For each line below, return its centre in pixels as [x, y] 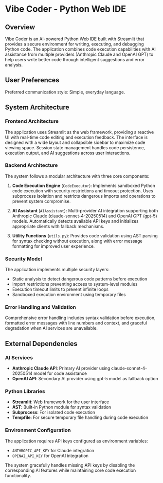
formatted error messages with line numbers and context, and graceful [76, 323]
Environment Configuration [38, 430]
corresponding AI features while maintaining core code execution [71, 470]
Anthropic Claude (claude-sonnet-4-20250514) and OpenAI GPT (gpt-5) [84, 216]
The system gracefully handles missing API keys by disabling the [70, 465]
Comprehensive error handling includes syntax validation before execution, [80, 318]
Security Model [24, 259]
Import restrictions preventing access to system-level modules [75, 284]
